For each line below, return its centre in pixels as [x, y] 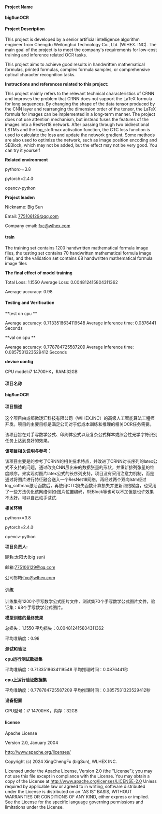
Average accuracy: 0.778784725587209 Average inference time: [69, 347]
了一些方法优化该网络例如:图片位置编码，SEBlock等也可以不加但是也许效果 [80, 492]
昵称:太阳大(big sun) [25, 557]
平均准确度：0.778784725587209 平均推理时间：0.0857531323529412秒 [78, 690]
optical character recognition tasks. [40, 75]
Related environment [27, 160]
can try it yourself [22, 150]
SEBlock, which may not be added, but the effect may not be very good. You [81, 145]
